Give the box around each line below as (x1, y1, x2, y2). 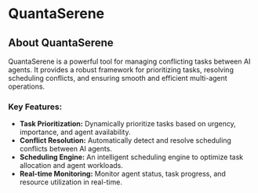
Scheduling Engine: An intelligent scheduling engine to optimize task (19, 152, 244, 162)
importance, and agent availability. (19, 127, 131, 137)
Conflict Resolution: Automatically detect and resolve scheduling (19, 136, 231, 145)
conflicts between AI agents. (19, 144, 112, 154)
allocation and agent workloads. (19, 161, 123, 170)
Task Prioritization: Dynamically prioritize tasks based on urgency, (19, 119, 237, 129)
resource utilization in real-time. (19, 177, 123, 187)
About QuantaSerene (8, 36, 114, 49)
